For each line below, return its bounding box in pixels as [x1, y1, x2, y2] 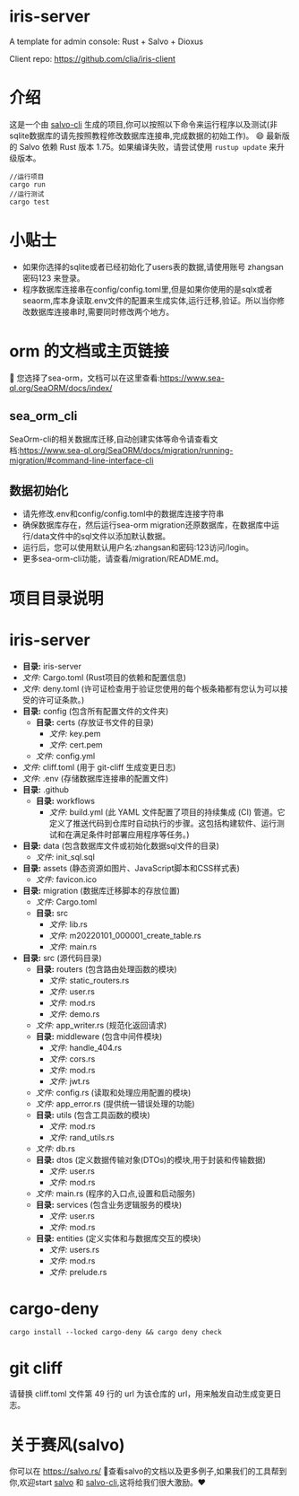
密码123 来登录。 [21, 272, 85, 284]
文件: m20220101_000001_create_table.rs [48, 930, 201, 940]
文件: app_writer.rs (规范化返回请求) [35, 1019, 167, 1030]
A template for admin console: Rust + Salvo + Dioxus [9, 36, 204, 47]
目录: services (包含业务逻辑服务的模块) [35, 1199, 183, 1210]
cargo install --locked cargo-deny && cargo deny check [9, 1328, 222, 1337]
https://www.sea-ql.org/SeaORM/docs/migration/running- [19, 444, 234, 455]
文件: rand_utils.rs [48, 1132, 115, 1142]
